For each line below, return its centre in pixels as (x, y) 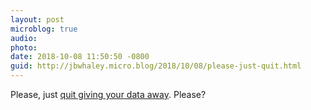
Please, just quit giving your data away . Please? (108, 94)
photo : (24, 47)
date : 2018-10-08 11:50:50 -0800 (80, 57)
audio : (24, 38)
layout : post (37, 19)
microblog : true (44, 29)
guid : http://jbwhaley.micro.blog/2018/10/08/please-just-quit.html (156, 66)
